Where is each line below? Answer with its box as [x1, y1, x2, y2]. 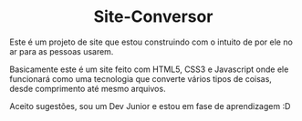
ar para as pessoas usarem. [9, 45, 114, 56]
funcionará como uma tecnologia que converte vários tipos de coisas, [9, 73, 272, 84]
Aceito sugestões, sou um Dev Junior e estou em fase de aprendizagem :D [9, 100, 291, 111]
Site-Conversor [93, 6, 213, 27]
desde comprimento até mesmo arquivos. [9, 83, 166, 94]
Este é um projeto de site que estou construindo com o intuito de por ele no [9, 36, 294, 47]
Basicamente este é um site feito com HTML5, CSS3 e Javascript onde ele [9, 64, 289, 75]
